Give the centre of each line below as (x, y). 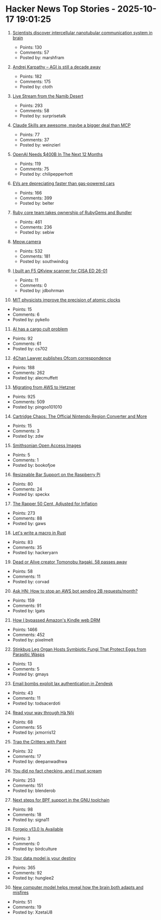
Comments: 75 (34, 169)
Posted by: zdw (28, 436)
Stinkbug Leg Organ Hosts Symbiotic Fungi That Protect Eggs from (79, 649)
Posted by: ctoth (36, 86)
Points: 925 (24, 396)
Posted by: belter (37, 203)
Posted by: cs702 (30, 348)
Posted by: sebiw (37, 232)
